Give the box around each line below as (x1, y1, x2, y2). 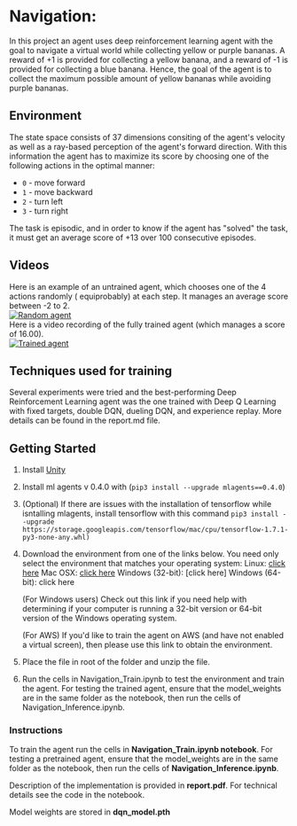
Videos (9, 258, 50, 273)
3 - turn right (21, 206, 69, 216)
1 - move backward (21, 186, 93, 197)
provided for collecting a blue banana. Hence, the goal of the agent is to (9, 64, 272, 74)
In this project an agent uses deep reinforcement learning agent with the (9, 35, 273, 46)
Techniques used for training (9, 363, 173, 378)
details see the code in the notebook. (9, 790, 145, 800)
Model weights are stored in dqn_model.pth (9, 807, 171, 817)
